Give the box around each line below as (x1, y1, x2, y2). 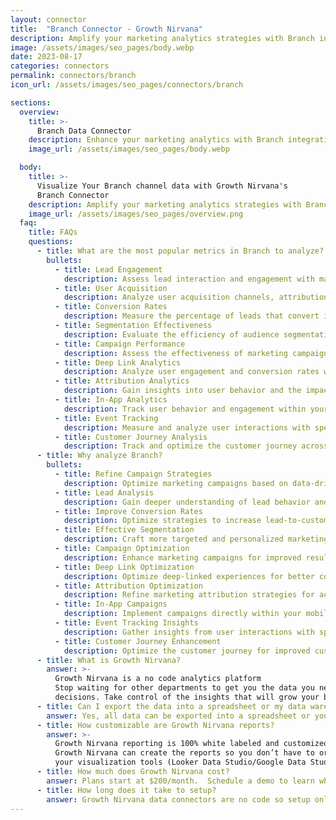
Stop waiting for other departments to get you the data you (54, 683, 315, 693)
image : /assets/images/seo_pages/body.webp (10, 42, 195, 53)
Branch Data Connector (36, 126, 132, 136)
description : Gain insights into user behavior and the (63, 386, 302, 396)
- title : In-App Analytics (54, 395, 168, 405)
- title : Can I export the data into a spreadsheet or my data (36, 701, 307, 711)
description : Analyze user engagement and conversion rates (63, 367, 320, 377)
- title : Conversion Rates (54, 302, 168, 312)
